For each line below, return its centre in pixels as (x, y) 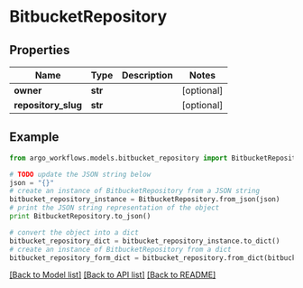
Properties (40, 50)
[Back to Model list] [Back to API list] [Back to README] (113, 275)
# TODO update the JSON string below (80, 174)
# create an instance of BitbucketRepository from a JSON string (134, 191)
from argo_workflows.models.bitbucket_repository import (119, 158)
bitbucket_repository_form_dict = (74, 258)
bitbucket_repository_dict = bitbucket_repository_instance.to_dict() (145, 241)
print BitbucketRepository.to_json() (80, 217)
